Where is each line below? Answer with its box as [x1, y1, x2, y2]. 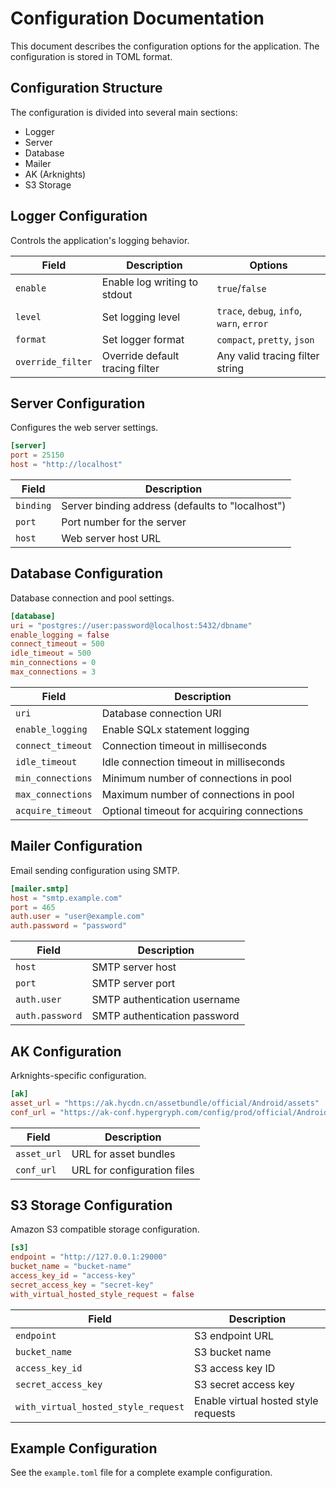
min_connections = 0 [10, 658, 97, 668]
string [216, 361, 245, 375]
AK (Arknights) [24, 168, 87, 180]
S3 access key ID [194, 1361, 276, 1375]
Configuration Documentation [10, 7, 265, 30]
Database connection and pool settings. [10, 592, 175, 604]
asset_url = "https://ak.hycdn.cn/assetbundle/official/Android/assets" [10, 1098, 320, 1108]
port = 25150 [10, 450, 65, 461]
